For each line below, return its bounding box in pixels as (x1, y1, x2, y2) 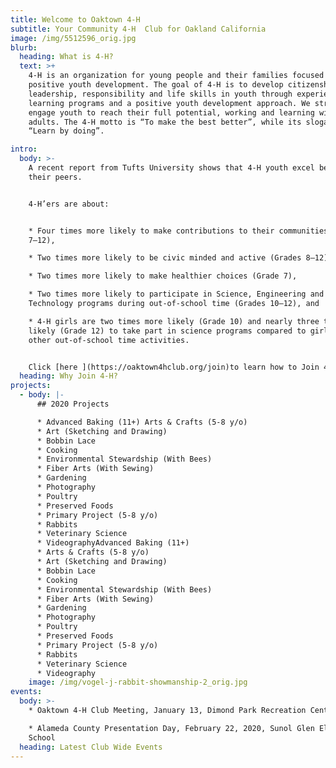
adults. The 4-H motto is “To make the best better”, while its (28, 117, 302, 127)
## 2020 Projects (36, 399, 110, 409)
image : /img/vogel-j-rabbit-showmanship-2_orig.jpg (28, 677, 248, 688)
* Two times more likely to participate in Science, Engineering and (28, 289, 325, 300)
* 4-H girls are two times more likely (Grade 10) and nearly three (28, 316, 320, 326)
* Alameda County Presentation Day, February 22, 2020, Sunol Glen (28, 723, 315, 733)
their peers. (28, 172, 83, 182)
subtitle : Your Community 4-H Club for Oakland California (10, 24, 267, 34)
